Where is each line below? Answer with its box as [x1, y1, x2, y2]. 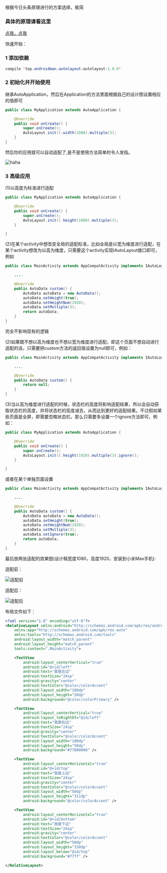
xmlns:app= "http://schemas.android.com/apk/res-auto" [14, 628, 128, 633]
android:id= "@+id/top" [23, 766, 70, 771]
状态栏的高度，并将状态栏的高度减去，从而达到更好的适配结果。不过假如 [9, 408, 158, 414]
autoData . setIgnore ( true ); [23, 532, 79, 537]
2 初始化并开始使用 [5, 79, 51, 86]
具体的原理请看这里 [5, 18, 51, 25]
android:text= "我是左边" [23, 669, 72, 674]
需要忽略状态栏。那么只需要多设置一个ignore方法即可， [39, 414, 153, 420]
